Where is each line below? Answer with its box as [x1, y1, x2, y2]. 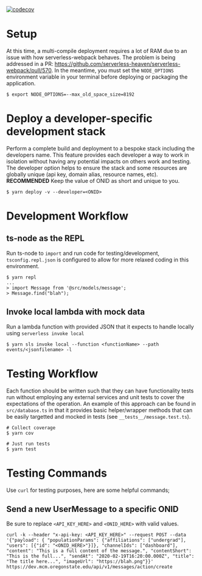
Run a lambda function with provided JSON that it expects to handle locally [6, 323, 194, 330]
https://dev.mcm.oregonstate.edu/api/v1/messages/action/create [6, 564, 173, 570]
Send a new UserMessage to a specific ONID [6, 503, 179, 514]
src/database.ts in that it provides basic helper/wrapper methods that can [6, 406, 193, 414]
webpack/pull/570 [6, 66, 52, 74]
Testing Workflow [6, 366, 99, 380]
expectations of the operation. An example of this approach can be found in [6, 400, 197, 407]
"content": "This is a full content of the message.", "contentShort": [6, 548, 192, 554]
